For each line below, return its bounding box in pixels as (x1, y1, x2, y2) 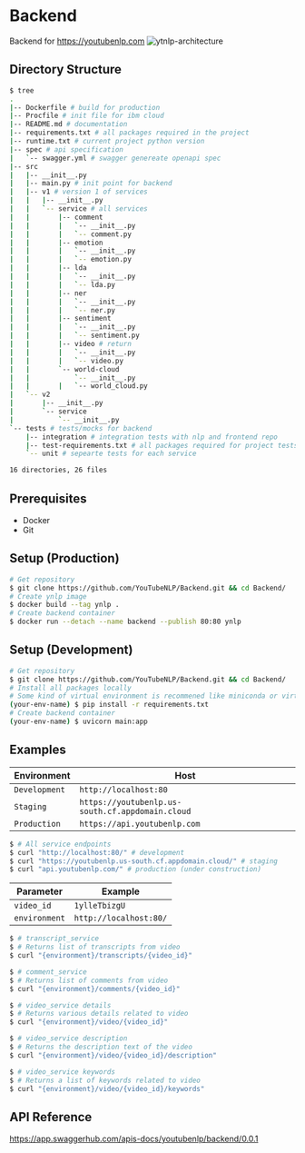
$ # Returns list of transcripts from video (9, 942, 181, 952)
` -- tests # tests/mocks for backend (9, 423, 152, 432)
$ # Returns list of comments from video (9, 976, 169, 985)
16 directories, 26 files (9, 465, 107, 475)
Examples (9, 742, 66, 758)
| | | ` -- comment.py (9, 229, 132, 239)
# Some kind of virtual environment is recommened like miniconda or (9, 691, 279, 701)
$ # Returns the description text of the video (9, 1042, 193, 1051)
